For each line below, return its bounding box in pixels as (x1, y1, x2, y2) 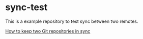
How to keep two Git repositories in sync (5, 28, 91, 34)
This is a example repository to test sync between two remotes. (5, 18, 138, 24)
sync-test (5, 2, 48, 13)
